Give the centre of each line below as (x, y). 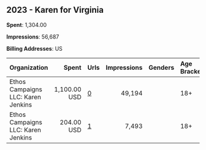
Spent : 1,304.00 (27, 24)
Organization (29, 67)
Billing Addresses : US (35, 48)
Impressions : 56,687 (33, 37)
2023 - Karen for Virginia (55, 10)
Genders (162, 67)
